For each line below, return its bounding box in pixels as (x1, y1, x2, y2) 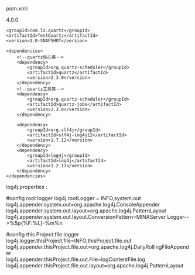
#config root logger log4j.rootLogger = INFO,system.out (6, 195, 142, 201)
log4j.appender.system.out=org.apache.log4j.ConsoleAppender (6, 201, 160, 208)
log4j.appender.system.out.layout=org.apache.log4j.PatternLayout (6, 207, 167, 214)
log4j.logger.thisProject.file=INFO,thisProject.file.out (6, 237, 132, 244)
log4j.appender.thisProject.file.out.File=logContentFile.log (6, 256, 145, 263)
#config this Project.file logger (6, 231, 80, 238)
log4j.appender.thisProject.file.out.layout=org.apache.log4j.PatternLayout (6, 262, 184, 269)
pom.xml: (6, 5, 29, 12)
